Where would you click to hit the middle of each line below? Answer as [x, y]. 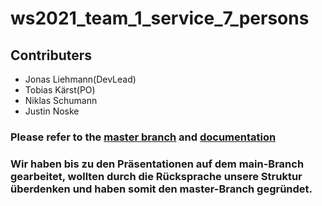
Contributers [51, 55]
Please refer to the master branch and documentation [143, 137]
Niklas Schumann [61, 100]
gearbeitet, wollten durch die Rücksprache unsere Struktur [156, 176]
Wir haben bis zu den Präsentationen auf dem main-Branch [157, 164]
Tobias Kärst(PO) [60, 90]
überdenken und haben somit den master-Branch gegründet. [161, 189]
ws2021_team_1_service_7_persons [160, 18]
